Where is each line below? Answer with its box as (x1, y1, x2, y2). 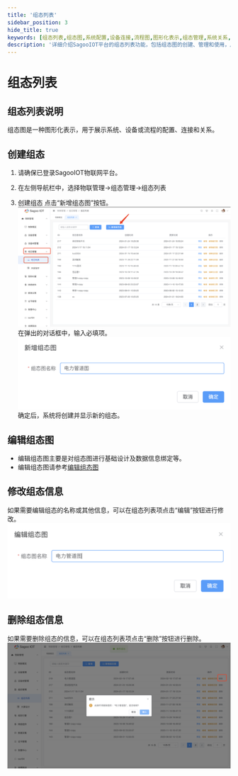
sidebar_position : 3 (7, 18, 69, 26)
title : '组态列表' (7, 11, 58, 18)
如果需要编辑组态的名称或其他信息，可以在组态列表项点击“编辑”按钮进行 (7, 505, 218, 514)
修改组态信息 (7, 485, 64, 497)
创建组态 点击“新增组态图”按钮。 (17, 198, 113, 207)
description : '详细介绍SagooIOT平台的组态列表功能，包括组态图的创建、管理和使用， (7, 41, 230, 49)
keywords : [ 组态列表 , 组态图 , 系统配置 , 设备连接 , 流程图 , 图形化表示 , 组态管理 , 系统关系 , (7, 34, 232, 41)
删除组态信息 (7, 614, 64, 626)
